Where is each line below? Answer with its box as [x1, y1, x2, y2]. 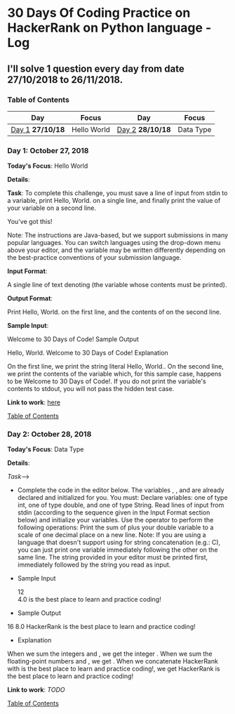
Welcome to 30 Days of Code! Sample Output [7, 335, 139, 343]
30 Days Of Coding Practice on [7, 5, 191, 21]
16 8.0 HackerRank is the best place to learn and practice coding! [7, 623, 196, 631]
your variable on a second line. [7, 204, 97, 212]
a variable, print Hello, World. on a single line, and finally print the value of [7, 197, 221, 205]
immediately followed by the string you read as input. [17, 560, 171, 569]
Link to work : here [7, 398, 61, 406]
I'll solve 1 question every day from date [7, 62, 184, 74]
